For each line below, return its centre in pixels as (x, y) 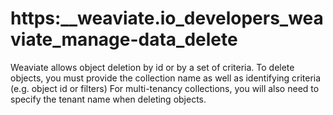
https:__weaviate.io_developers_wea (167, 18)
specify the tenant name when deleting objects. (108, 99)
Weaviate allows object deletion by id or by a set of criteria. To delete (152, 67)
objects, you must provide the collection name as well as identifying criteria (166, 78)
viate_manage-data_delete (124, 39)
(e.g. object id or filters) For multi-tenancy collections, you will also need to (165, 88)
